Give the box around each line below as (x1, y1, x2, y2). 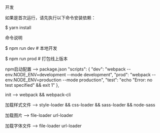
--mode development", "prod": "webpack (66, 72, 151, 77)
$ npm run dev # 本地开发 (5, 45, 58, 51)
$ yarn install (5, 25, 32, 31)
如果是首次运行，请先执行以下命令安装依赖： (5, 15, 96, 21)
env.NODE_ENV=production (5, 77, 62, 83)
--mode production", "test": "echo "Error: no (62, 77, 153, 83)
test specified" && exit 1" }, (5, 82, 60, 88)
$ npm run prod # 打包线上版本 (5, 56, 68, 62)
